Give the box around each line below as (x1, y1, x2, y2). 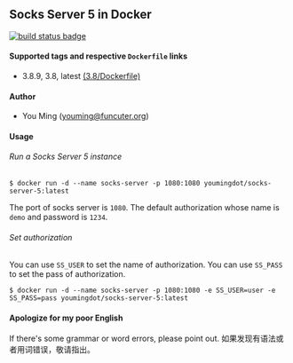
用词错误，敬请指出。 (16, 344, 95, 355)
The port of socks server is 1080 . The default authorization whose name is (9, 202, 280, 213)
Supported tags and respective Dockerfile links (9, 51, 188, 61)
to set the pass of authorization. (9, 269, 126, 280)
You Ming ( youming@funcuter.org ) (21, 111, 149, 122)
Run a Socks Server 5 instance (9, 151, 123, 162)
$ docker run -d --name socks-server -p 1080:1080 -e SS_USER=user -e (9, 286, 276, 296)
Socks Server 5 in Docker (9, 7, 153, 22)
